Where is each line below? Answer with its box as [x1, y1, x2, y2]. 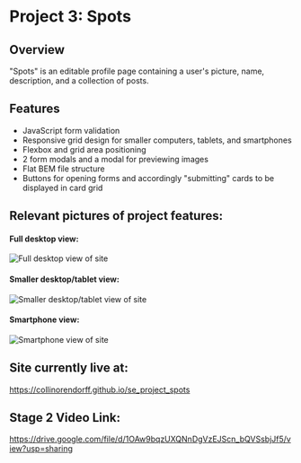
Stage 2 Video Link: [9, 410, 121, 425]
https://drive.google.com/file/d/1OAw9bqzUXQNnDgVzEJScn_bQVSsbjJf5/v [9, 433, 292, 445]
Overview [9, 42, 66, 57]
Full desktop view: [9, 233, 79, 244]
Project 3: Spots [9, 6, 132, 27]
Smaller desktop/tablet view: [9, 274, 120, 284]
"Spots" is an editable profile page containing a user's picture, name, [9, 66, 265, 76]
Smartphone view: [9, 314, 80, 325]
